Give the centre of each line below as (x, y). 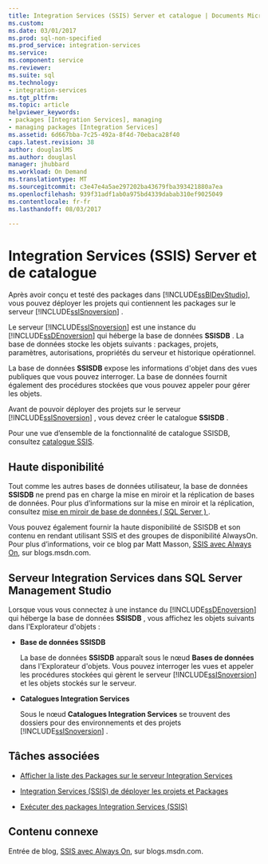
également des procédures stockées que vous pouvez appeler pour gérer (129, 386)
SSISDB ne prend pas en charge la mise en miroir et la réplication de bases (132, 495)
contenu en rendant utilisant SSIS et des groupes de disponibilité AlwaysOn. (133, 536)
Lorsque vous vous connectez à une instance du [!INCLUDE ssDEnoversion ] (132, 610)
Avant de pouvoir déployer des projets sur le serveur (95, 410)
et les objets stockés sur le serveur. (78, 683)
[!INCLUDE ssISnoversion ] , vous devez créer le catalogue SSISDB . (118, 418)
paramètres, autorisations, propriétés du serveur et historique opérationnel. (132, 353)
